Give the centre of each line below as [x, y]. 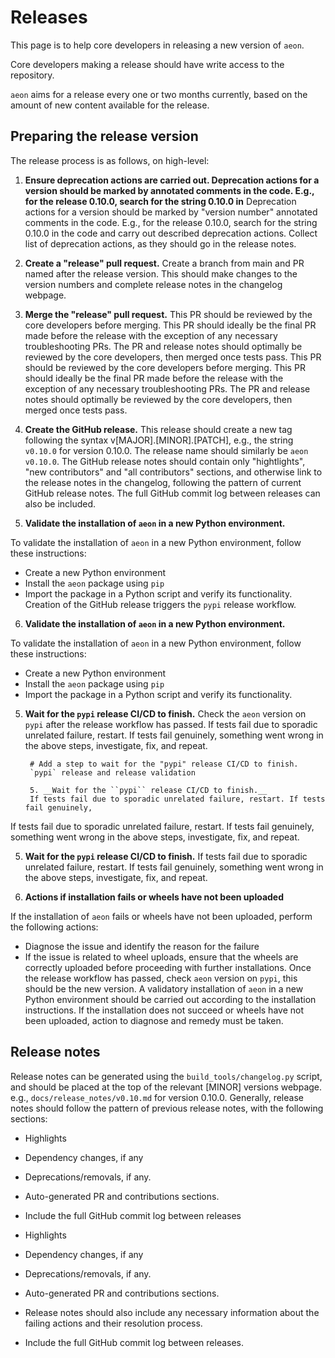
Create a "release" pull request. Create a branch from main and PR [164, 263]
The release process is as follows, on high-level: [110, 160]
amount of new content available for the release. [110, 105]
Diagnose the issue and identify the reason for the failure [142, 946]
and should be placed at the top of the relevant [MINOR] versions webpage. [166, 1087]
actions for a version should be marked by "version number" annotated [171, 212]
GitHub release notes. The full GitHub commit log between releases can [172, 493]
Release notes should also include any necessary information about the [172, 1312]
